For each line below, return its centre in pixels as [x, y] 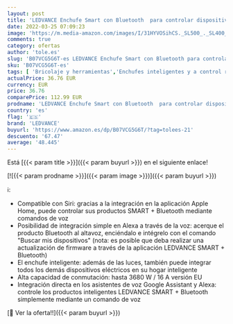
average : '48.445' [34, 143]
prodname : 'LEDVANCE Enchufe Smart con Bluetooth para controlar [105, 104]
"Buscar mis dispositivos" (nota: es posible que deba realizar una [111, 241]
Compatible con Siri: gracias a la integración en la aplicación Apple [113, 204]
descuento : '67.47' [35, 136]
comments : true [29, 40]
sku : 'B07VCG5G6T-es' [38, 65]
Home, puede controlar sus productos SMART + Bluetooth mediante [115, 211]
